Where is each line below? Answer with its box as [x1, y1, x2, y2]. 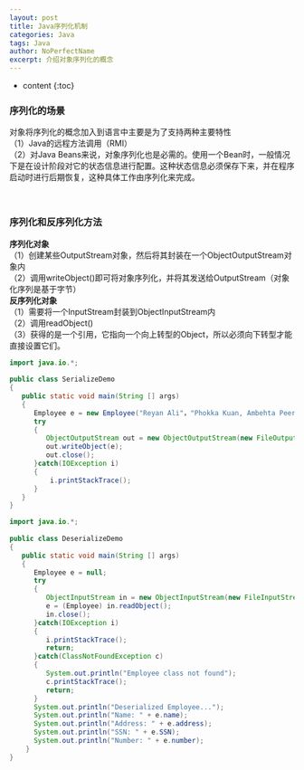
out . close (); [45, 451, 95, 460]
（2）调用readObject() [9, 318, 93, 328]
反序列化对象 [9, 295, 57, 306]
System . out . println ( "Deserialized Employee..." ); [33, 702, 224, 711]
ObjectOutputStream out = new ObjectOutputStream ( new [45, 433, 253, 443]
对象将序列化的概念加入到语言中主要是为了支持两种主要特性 [9, 127, 232, 138]
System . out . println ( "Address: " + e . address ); [33, 719, 213, 728]
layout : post [9, 13, 59, 23]
